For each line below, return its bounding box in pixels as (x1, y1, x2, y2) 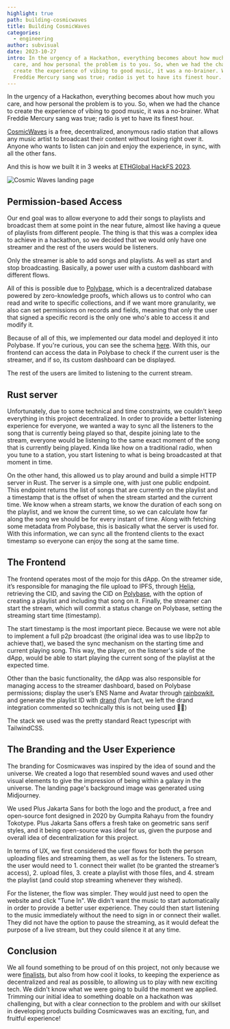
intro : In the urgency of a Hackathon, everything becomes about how (7, 55, 210, 62)
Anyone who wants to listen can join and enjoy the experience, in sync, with (7, 142, 221, 151)
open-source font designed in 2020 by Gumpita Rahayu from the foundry (7, 811, 214, 819)
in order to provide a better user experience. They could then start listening (7, 904, 219, 912)
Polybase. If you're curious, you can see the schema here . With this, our (7, 341, 211, 349)
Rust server (7, 388, 58, 401)
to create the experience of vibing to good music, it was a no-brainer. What (7, 107, 219, 115)
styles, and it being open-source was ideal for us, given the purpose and (7, 826, 212, 834)
